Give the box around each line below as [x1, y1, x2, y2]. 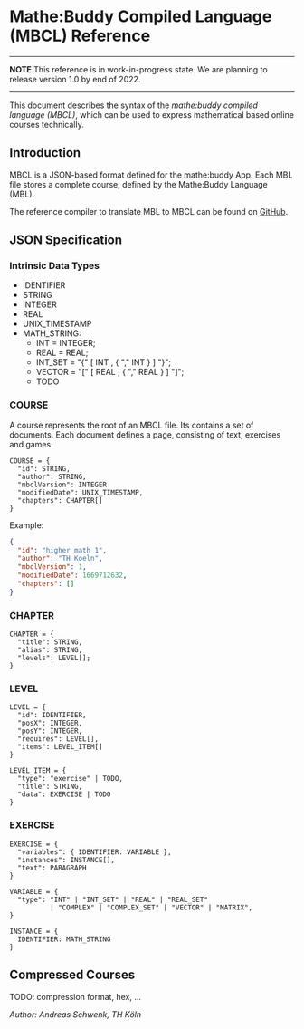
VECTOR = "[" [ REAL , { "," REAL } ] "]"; [35, 367, 185, 378]
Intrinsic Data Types [9, 260, 100, 273]
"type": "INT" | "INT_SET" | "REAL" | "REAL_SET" [17, 895, 208, 904]
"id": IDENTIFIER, [17, 711, 88, 720]
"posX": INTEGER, [17, 718, 83, 728]
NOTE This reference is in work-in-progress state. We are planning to [9, 63, 269, 74]
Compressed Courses [9, 967, 136, 983]
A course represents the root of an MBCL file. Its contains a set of [9, 419, 254, 430]
